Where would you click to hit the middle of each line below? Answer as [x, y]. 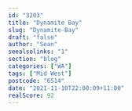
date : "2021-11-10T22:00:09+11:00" [66, 88]
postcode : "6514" [37, 81]
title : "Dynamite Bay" [45, 23]
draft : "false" [33, 37]
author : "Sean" [33, 45]
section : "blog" [35, 59]
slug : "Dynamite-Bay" [44, 30]
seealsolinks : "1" [38, 52]
